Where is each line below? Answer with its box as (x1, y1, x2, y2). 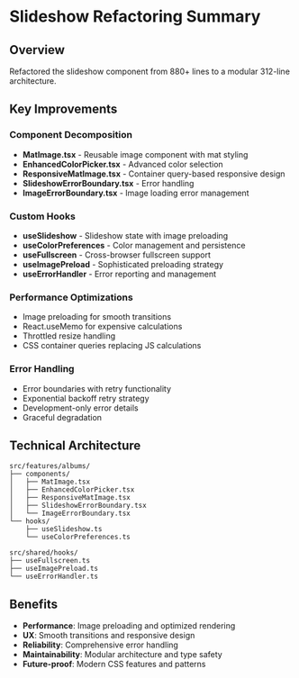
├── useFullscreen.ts (9, 556, 91, 565)
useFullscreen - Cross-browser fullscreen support (22, 249, 212, 260)
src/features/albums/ (9, 462, 91, 471)
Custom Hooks (9, 210, 77, 222)
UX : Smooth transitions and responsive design (22, 630, 195, 641)
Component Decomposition (9, 129, 133, 141)
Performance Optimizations (9, 291, 133, 303)
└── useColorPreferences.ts (25, 533, 131, 542)
